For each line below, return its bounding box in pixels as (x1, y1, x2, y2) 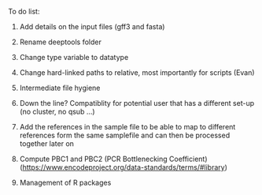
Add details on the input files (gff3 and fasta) (19, 22, 165, 31)
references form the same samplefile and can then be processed (19, 130, 231, 140)
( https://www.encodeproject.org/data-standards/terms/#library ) (19, 163, 228, 172)
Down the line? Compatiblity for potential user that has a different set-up (19, 99, 255, 107)
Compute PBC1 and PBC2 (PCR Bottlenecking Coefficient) (19, 154, 208, 163)
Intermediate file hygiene (19, 83, 101, 92)
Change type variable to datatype (19, 53, 129, 62)
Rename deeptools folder (19, 37, 102, 47)
